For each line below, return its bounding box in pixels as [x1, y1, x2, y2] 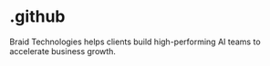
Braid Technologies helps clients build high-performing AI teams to [9, 36, 262, 47]
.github [9, 6, 66, 27]
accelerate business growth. [9, 45, 117, 56]
